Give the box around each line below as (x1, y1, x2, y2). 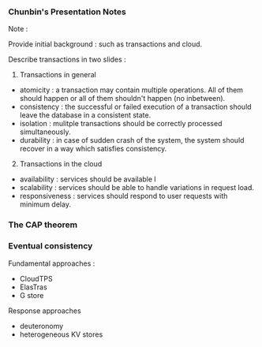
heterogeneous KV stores (19, 330, 103, 339)
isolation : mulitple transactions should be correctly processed (19, 119, 223, 129)
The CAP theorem (8, 219, 77, 230)
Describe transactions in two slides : (8, 54, 126, 65)
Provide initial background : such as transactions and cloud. (8, 39, 203, 49)
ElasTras (19, 282, 47, 292)
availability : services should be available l (19, 174, 156, 184)
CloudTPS (19, 274, 53, 283)
